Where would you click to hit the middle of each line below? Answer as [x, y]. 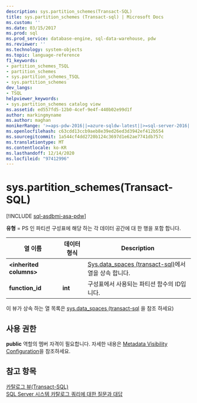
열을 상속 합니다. [109, 273]
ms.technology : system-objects [44, 50]
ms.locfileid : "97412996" [38, 159]
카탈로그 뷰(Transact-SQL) [37, 387]
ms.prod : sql [22, 33]
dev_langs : [19, 88]
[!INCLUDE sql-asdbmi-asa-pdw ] [46, 216]
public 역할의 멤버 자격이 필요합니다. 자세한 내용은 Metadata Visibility [87, 344]
